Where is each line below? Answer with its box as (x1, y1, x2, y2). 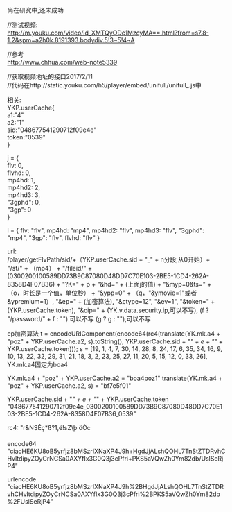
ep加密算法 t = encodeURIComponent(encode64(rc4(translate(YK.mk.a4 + (7, 330, 221, 338)
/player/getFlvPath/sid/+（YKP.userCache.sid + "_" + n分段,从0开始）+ (7, 255, 211, 264)
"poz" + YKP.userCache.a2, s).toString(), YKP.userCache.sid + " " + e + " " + (7, 337, 224, 345)
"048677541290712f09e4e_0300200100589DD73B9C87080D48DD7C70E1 (7, 402, 223, 411)
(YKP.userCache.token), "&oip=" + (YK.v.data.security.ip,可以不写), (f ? (7, 306, 209, 314)
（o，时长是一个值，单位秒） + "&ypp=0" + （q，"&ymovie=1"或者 (7, 289, 197, 297)
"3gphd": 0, (7, 198, 41, 206)
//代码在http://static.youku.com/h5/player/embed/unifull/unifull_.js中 (7, 81, 202, 89)
